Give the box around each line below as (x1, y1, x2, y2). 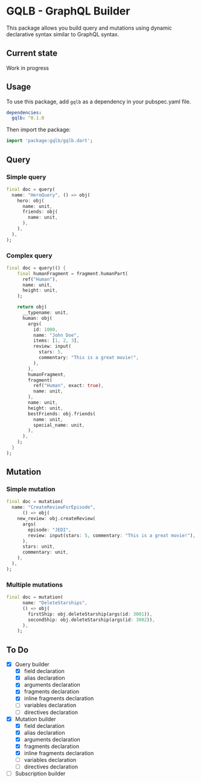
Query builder (14, 661, 49, 668)
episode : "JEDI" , (28, 527, 71, 533)
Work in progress (6, 64, 49, 71)
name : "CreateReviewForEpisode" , (11, 504, 96, 510)
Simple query (6, 172, 46, 181)
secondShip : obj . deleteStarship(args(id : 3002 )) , (28, 617, 155, 623)
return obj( (17, 304, 47, 310)
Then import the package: (6, 126, 71, 134)
